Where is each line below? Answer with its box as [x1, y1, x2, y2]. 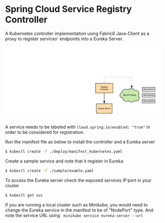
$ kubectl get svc [5, 193, 43, 198]
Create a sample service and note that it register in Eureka [5, 158, 124, 164]
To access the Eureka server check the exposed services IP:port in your [5, 177, 152, 183]
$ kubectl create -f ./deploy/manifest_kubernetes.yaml [5, 149, 123, 154]
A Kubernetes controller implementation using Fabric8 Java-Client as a [5, 30, 150, 36]
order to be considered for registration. [5, 129, 85, 135]
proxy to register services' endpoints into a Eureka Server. [5, 36, 124, 42]
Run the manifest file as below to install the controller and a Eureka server [5, 139, 155, 145]
